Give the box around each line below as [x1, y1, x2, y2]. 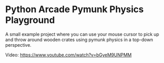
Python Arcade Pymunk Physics [5, 4, 144, 15]
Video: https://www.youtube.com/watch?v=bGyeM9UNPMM [5, 52, 132, 58]
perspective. [5, 42, 31, 48]
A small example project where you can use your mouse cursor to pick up [5, 31, 159, 37]
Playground [5, 14, 55, 26]
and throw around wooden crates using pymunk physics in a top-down [5, 37, 153, 43]
